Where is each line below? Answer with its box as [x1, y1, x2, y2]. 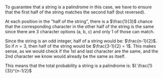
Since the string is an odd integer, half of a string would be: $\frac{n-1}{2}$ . [5, 38, 157, 44]
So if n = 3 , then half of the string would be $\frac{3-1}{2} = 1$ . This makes [5, 43, 156, 49]
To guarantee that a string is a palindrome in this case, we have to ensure [5, 4, 152, 10]
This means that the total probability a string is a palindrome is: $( [5, 63, 137, 68]
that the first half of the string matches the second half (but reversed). [5, 9, 145, 15]
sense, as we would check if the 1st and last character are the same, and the [5, 48, 158, 54]
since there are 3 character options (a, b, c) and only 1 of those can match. [5, 29, 155, 34]
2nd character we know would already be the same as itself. [5, 53, 126, 59]
